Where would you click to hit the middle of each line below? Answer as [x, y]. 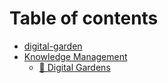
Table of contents [84, 18]
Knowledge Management [75, 56]
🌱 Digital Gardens [74, 67]
